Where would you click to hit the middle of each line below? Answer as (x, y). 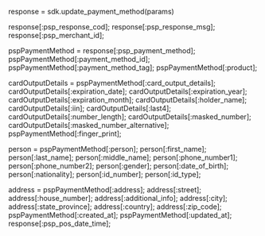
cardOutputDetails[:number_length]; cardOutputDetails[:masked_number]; (130, 117)
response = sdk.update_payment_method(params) (92, 12)
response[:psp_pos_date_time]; (60, 223)
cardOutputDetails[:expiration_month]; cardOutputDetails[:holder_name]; (128, 100)
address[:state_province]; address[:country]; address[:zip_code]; (115, 207)
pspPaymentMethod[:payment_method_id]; (79, 59)
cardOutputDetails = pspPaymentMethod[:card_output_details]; (112, 83)
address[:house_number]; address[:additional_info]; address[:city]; (118, 198)
